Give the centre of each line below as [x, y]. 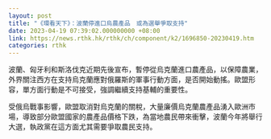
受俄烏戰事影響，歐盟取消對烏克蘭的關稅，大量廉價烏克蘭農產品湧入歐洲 [128, 107]
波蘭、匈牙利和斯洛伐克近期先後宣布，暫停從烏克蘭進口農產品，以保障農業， [135, 70]
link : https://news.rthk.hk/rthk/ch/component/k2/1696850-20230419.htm [131, 38]
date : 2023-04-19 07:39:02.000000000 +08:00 [84, 31]
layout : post [30, 16]
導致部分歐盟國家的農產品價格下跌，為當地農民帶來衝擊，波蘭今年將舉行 [142, 117]
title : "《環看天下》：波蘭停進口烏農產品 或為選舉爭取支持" [98, 23]
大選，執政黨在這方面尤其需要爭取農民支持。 [83, 127]
